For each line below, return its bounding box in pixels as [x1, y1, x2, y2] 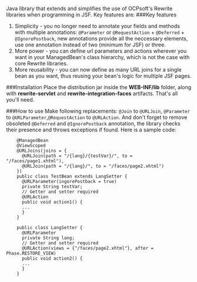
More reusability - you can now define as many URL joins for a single [14, 66, 182, 73]
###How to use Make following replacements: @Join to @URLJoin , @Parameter [6, 108, 190, 114]
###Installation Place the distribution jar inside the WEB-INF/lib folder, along [6, 84, 192, 90]
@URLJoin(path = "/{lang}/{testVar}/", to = [21, 153, 133, 159]
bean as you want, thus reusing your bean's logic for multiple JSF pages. [14, 73, 192, 79]
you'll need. [6, 96, 35, 103]
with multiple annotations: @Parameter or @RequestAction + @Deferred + [14, 29, 185, 36]
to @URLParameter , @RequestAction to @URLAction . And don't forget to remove [6, 114, 188, 121]
